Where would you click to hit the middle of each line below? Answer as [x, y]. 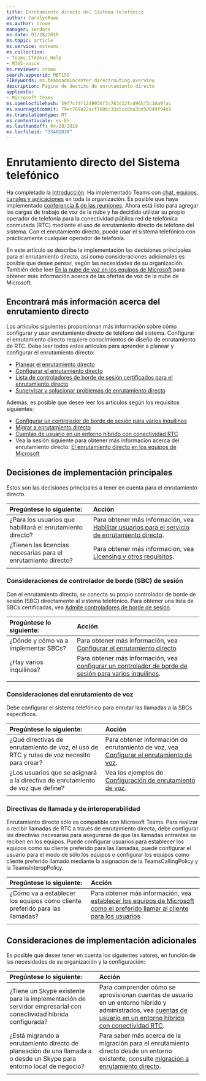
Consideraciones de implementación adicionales [102, 940]
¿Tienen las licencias [39, 545]
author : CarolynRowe [33, 18]
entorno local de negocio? [47, 1066]
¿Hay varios [27, 662]
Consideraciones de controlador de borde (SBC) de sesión [95, 581]
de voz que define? [37, 788]
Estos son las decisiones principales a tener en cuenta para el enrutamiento [102, 487]
